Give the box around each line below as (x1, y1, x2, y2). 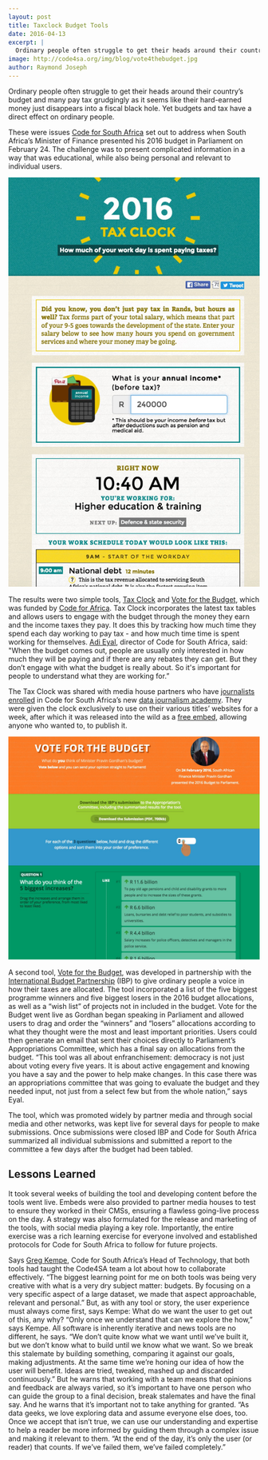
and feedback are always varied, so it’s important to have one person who (8, 1382, 251, 1392)
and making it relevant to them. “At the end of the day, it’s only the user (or (8, 1434, 253, 1443)
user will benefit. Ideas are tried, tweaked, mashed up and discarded (8, 1366, 234, 1375)
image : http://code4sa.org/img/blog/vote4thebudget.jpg (8, 55, 198, 63)
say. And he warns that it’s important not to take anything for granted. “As (8, 1399, 250, 1409)
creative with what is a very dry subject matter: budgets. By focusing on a (8, 1280, 251, 1290)
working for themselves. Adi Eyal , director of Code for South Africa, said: (8, 637, 248, 647)
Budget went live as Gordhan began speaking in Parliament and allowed (8, 1010, 245, 1019)
